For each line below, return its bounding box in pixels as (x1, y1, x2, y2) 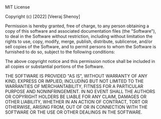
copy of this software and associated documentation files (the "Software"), (5, 28, 157, 34)
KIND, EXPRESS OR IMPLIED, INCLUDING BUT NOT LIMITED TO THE (5, 78, 144, 84)
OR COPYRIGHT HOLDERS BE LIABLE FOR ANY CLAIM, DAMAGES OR (5, 94, 147, 99)
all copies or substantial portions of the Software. (5, 63, 104, 69)
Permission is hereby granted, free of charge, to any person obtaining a (5, 23, 149, 29)
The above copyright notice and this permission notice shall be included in (5, 59, 155, 64)
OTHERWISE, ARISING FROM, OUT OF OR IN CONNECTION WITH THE (5, 104, 148, 110)
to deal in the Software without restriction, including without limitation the (5, 34, 153, 39)
